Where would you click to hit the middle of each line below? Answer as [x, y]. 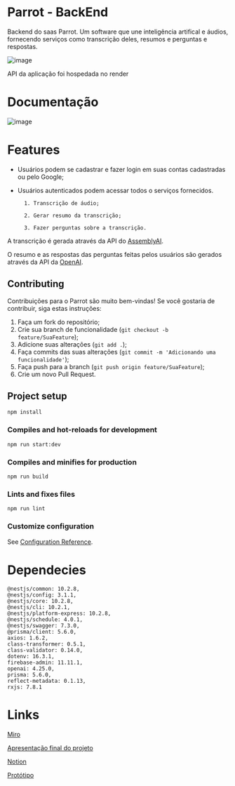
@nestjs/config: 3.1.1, [42, 595]
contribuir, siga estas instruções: [54, 308]
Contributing [36, 284]
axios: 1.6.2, [28, 638]
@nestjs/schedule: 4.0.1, [45, 619]
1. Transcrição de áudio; [62, 203]
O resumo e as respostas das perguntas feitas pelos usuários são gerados [115, 254]
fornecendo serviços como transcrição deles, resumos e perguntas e [107, 39]
